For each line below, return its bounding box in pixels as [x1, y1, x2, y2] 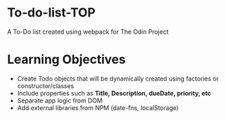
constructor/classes [17, 81, 75, 90]
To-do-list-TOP [7, 5, 95, 21]
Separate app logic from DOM [17, 96, 103, 105]
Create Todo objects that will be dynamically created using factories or [17, 74, 219, 83]
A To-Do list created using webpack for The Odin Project [7, 28, 169, 36]
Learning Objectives [7, 52, 126, 67]
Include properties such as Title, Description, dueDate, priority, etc [17, 89, 211, 97]
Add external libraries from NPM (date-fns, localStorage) [17, 103, 179, 111]
